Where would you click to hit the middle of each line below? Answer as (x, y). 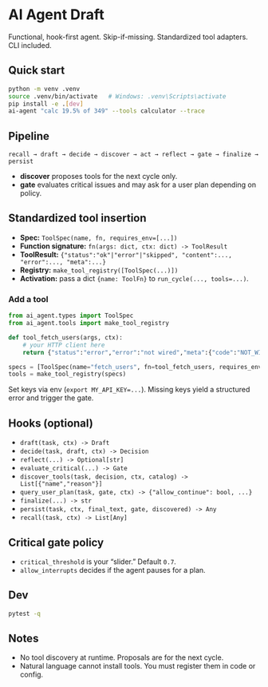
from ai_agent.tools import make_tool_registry (89, 324)
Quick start (37, 71)
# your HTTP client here (64, 345)
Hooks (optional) (51, 423)
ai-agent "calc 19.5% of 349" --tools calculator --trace (106, 111)
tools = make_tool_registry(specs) (67, 374)
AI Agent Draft (57, 15)
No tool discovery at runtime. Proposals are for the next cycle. (122, 657)
